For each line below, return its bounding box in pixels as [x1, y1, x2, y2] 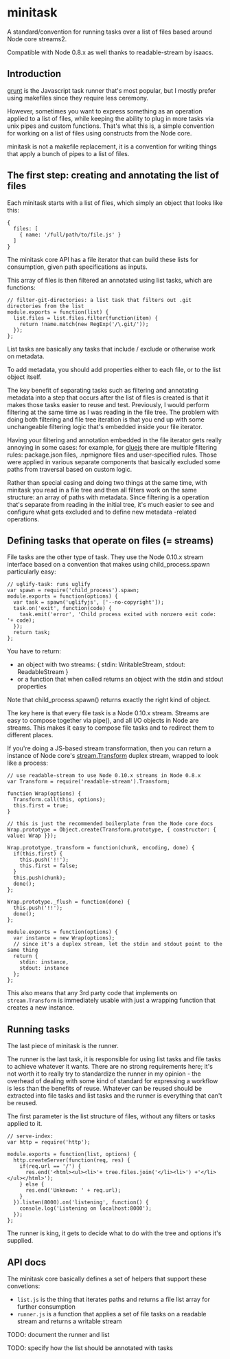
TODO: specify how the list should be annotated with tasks [7, 1344, 174, 1352]
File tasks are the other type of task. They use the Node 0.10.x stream [7, 553, 204, 561]
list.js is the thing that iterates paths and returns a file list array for [16, 1295, 211, 1303]
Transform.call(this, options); [13, 796, 106, 803]
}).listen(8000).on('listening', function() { [13, 1199, 149, 1206]
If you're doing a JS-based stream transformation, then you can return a [7, 744, 211, 752]
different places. [7, 731, 54, 739]
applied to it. [7, 1120, 43, 1128]
